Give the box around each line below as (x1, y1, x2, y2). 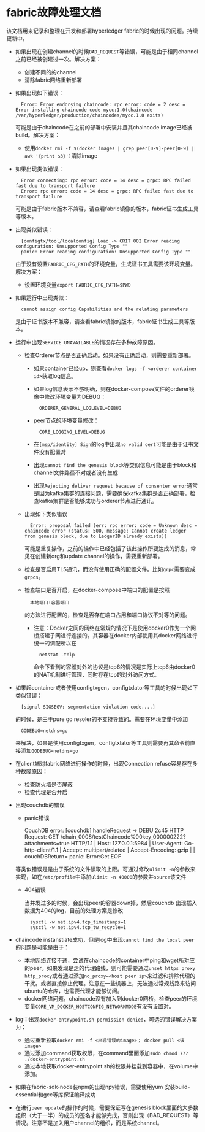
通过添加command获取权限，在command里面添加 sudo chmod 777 (24, 1049, 188, 1057)
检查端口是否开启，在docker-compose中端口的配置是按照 (24, 586, 170, 593)
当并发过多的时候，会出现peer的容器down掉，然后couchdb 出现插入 (24, 899, 198, 906)
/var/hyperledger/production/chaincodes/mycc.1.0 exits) (15, 112, 164, 118)
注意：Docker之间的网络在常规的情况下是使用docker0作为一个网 (33, 624, 196, 631)
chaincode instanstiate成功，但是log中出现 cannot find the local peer (15, 936, 195, 943)
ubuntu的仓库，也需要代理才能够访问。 (24, 987, 123, 995)
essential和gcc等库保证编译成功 (15, 1090, 96, 1098)
